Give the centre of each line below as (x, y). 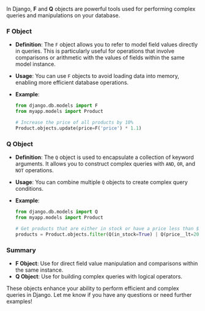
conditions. (29, 189)
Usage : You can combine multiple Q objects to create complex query (101, 182)
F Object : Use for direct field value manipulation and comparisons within (106, 263)
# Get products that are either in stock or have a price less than (104, 228)
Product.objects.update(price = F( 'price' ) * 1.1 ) (78, 128)
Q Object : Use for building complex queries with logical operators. (99, 276)
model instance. (35, 64)
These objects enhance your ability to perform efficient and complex (93, 288)
